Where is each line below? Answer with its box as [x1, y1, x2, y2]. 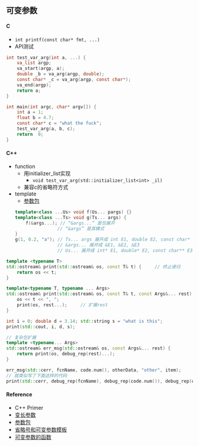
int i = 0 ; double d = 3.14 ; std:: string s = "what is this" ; [6, 318, 163, 324]
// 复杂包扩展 [6, 334, 37, 341]
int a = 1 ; [17, 109, 44, 115]
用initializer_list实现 [23, 169, 71, 177]
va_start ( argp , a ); [17, 66, 65, 72]
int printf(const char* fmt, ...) [14, 37, 100, 43]
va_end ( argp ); [17, 82, 52, 88]
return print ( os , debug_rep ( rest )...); [17, 351, 115, 357]
